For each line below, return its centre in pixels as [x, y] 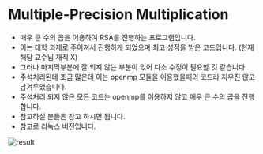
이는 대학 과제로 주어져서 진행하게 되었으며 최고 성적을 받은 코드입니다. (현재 [137, 47]
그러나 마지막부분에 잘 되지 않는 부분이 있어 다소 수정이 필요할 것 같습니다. [133, 67]
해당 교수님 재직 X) [49, 57]
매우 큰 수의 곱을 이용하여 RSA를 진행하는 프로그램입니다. [107, 37]
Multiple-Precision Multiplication [118, 15]
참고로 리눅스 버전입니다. [58, 126]
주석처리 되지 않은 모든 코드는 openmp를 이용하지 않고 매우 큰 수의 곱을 [130, 96]
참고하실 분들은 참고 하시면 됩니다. [72, 116]
